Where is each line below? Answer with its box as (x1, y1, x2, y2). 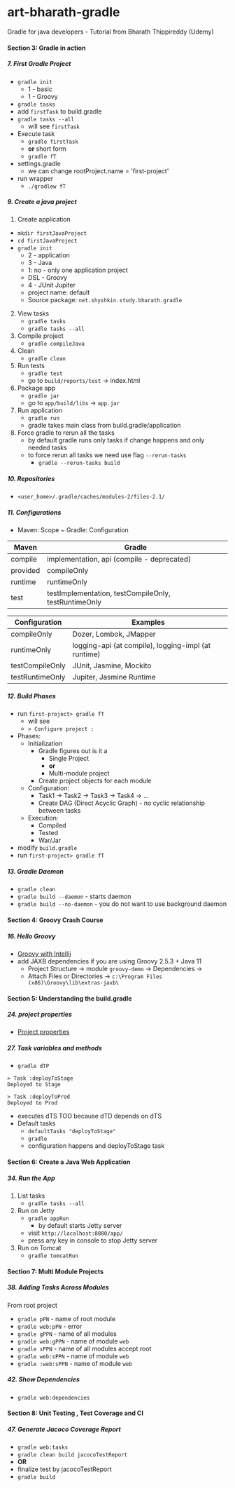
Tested (38, 829, 59, 837)
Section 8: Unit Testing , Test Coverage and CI (7, 1409, 143, 1417)
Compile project (17, 332, 64, 340)
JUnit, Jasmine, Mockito (72, 661, 152, 670)
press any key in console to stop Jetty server (27, 1236, 158, 1245)
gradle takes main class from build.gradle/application (27, 421, 181, 430)
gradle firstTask (27, 138, 79, 145)
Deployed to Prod (7, 1100, 58, 1107)
